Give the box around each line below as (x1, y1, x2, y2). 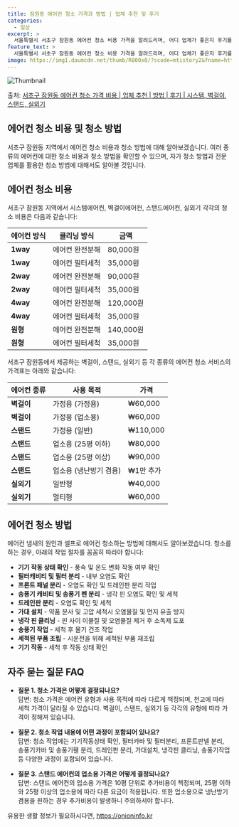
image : (7, 57, 27, 64)
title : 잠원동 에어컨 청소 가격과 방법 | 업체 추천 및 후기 (7, 10, 159, 18)
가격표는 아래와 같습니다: (7, 367, 76, 375)
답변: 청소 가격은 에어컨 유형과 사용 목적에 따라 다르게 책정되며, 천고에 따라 (17, 695, 225, 703)
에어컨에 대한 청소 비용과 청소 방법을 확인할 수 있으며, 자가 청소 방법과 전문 (20, 151, 228, 160)
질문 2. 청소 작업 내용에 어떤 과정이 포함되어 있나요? (17, 728, 160, 736)
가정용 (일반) (52, 426, 94, 436)
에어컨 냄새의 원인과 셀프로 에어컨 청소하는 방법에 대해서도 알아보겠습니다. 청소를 (7, 539, 232, 548)
